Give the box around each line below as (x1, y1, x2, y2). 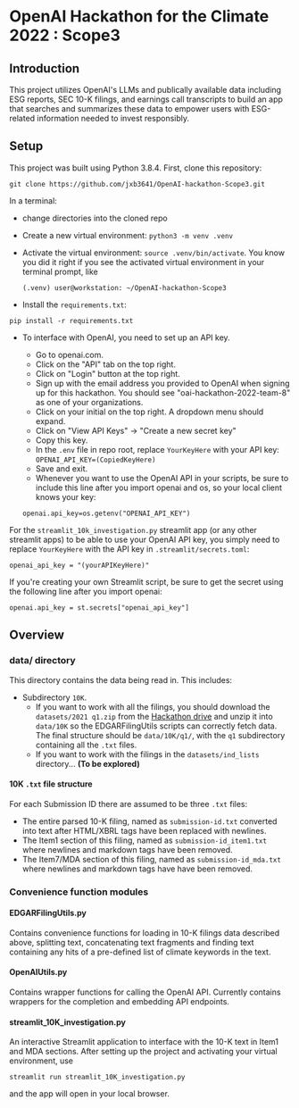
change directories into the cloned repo (21, 212, 168, 223)
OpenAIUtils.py (9, 967, 68, 978)
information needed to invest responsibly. (37, 113, 190, 123)
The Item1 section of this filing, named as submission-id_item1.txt (21, 835, 268, 846)
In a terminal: (9, 195, 58, 206)
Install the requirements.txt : (21, 299, 127, 310)
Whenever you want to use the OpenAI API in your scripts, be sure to (35, 472, 289, 483)
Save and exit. (35, 462, 88, 474)
